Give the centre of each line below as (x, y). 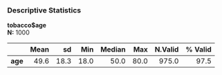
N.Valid (167, 50)
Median (113, 50)
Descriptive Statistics (44, 10)
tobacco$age (27, 25)
